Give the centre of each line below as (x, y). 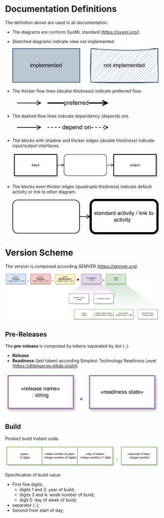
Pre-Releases (26, 334)
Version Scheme (39, 253)
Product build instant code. (32, 438)
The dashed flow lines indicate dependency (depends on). (71, 116)
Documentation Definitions (61, 9)
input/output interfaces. (36, 146)
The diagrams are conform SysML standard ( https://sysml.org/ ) (76, 32)
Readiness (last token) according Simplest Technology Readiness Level (84, 361)
